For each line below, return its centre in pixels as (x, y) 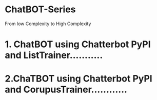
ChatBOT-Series (40, 9)
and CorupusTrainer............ (66, 89)
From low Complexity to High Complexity (48, 24)
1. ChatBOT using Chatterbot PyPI (78, 44)
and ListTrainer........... (54, 55)
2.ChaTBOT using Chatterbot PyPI (78, 79)
